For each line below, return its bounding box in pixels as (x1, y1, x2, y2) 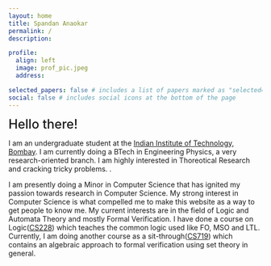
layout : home (8, 11, 52, 20)
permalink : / (8, 27, 52, 35)
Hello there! (8, 116, 78, 132)
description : (8, 34, 52, 43)
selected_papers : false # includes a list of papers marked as (8, 86, 226, 94)
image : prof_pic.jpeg (15, 64, 89, 73)
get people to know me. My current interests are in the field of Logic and (8, 205, 249, 215)
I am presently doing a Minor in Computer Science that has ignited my (8, 179, 240, 189)
